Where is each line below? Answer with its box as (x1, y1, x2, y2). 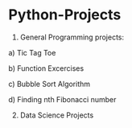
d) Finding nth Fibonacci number (8, 94, 117, 104)
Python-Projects (8, 6, 122, 24)
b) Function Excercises (8, 63, 85, 73)
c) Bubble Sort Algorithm (8, 79, 91, 89)
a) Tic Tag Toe (8, 47, 56, 57)
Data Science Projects (19, 110, 94, 120)
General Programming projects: (19, 32, 125, 42)
